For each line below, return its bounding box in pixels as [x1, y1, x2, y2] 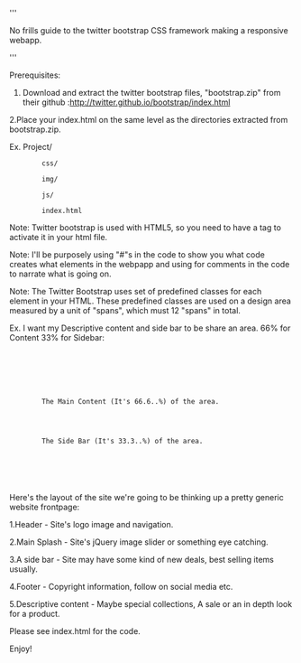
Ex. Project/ [9, 142, 52, 152]
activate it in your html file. [9, 232, 108, 242]
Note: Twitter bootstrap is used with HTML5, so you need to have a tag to [9, 222, 282, 233]
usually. [9, 564, 38, 574]
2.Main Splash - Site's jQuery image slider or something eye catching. [9, 537, 269, 547]
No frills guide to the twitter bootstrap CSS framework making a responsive [9, 25, 288, 35]
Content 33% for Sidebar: [9, 332, 105, 342]
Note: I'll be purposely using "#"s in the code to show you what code [9, 249, 266, 260]
